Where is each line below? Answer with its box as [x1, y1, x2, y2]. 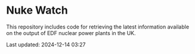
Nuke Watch [6, 4, 69, 17]
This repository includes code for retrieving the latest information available [6, 23, 190, 30]
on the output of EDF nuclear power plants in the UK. [6, 29, 136, 36]
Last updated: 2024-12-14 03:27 [6, 41, 86, 48]
